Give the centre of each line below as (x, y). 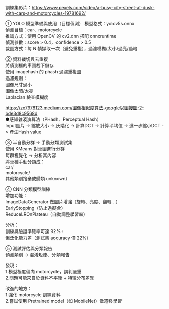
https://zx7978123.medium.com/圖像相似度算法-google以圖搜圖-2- (75, 108)
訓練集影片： (18, 7)
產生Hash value (25, 132)
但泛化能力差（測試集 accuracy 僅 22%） (48, 238)
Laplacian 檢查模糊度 (27, 97)
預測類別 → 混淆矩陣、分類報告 (37, 255)
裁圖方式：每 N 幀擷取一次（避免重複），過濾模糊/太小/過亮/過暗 (71, 49)
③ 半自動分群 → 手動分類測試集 (39, 143)
